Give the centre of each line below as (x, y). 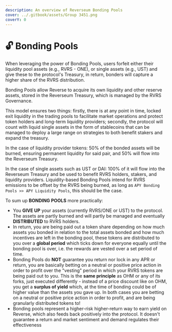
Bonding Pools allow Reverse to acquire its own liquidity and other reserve (84, 90)
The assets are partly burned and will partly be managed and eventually (89, 216)
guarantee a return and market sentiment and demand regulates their (86, 320)
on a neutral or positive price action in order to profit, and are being (84, 298)
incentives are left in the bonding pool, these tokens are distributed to (86, 238)
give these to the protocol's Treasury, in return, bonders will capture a (79, 74)
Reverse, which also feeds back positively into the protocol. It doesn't (86, 314)
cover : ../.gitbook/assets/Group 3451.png (51, 15)
